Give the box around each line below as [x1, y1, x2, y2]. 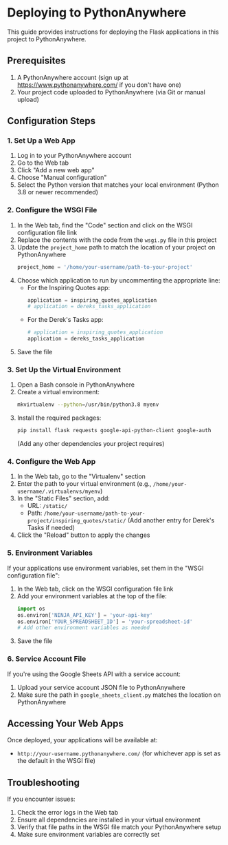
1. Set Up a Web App [7, 136, 76, 145]
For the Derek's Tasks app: [27, 316, 104, 324]
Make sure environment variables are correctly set [16, 831, 160, 839]
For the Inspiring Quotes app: [27, 283, 111, 292]
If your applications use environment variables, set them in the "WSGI [7, 564, 204, 572]
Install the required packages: [16, 414, 102, 422]
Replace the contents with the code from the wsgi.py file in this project [16, 236, 217, 244]
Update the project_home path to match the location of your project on [16, 243, 216, 251]
